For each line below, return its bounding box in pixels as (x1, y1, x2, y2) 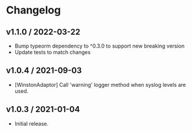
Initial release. (14, 120, 49, 127)
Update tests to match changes (14, 49, 91, 56)
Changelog (6, 4, 61, 17)
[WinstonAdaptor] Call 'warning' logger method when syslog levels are (14, 81, 186, 88)
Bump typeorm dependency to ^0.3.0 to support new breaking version (14, 42, 185, 49)
